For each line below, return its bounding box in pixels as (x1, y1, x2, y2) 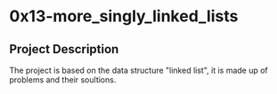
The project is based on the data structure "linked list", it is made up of (9, 65, 269, 75)
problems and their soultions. (9, 74, 117, 85)
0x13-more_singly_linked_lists (9, 6, 239, 27)
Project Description (9, 42, 119, 57)
